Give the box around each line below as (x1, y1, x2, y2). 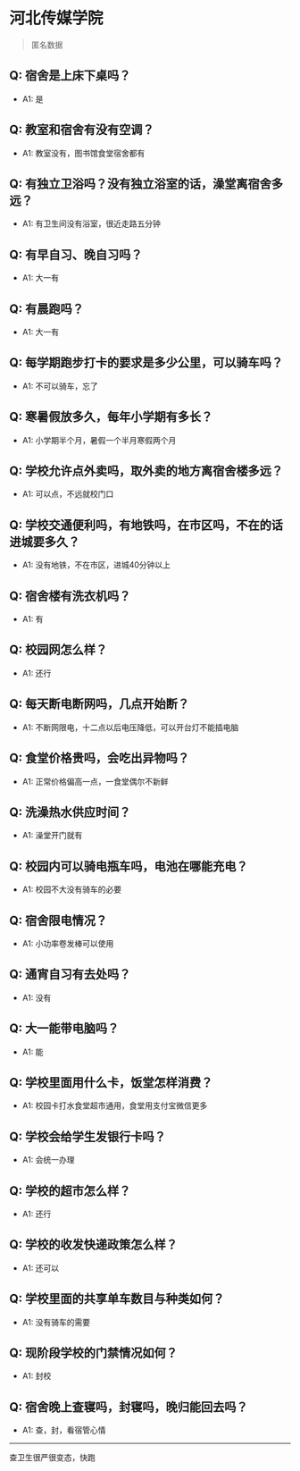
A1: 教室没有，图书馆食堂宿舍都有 (21, 147, 146, 158)
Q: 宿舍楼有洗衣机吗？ (9, 588, 131, 603)
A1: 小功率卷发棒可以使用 (21, 937, 114, 948)
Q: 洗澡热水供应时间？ (9, 804, 131, 820)
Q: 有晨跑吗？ (9, 301, 85, 316)
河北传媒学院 (9, 8, 104, 29)
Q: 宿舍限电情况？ (9, 912, 108, 928)
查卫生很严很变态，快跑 (9, 1452, 96, 1463)
